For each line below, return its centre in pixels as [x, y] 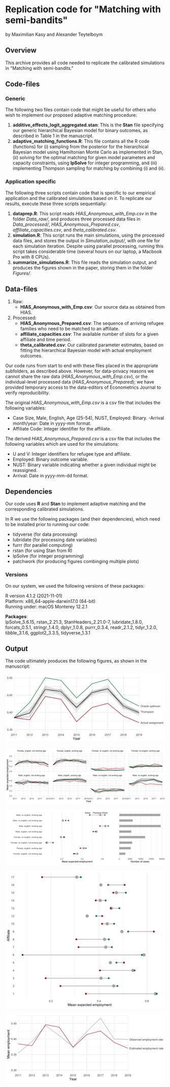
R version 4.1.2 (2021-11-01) [34, 596]
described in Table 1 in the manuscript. [53, 136]
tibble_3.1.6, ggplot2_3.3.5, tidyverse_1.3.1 [48, 633]
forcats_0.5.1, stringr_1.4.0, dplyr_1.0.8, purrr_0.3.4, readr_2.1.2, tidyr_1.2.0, [81, 627]
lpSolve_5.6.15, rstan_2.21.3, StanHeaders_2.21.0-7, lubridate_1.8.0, [74, 622]
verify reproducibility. [27, 393]
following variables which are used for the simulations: [62, 444]
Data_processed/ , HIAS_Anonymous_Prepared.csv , [66, 224]
